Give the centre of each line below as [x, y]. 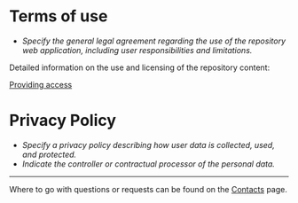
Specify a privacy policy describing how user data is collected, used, [148, 144]
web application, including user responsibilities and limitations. [137, 50]
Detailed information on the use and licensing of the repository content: [140, 67]
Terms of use [59, 16]
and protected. [49, 154]
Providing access [41, 84]
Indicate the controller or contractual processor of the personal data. [148, 164]
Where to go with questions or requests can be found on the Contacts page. [149, 189]
